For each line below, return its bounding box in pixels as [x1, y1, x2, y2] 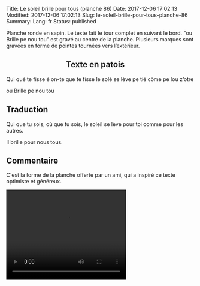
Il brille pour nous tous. [6, 138, 63, 146]
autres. [6, 127, 24, 134]
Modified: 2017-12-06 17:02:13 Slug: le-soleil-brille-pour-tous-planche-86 [6, 11, 188, 19]
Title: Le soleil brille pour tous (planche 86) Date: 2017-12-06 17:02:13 [6, 5, 178, 12]
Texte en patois [66, 59, 125, 70]
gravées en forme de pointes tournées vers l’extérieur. [6, 42, 140, 49]
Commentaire [6, 156, 59, 166]
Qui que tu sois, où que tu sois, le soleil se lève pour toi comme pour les [6, 120, 184, 128]
